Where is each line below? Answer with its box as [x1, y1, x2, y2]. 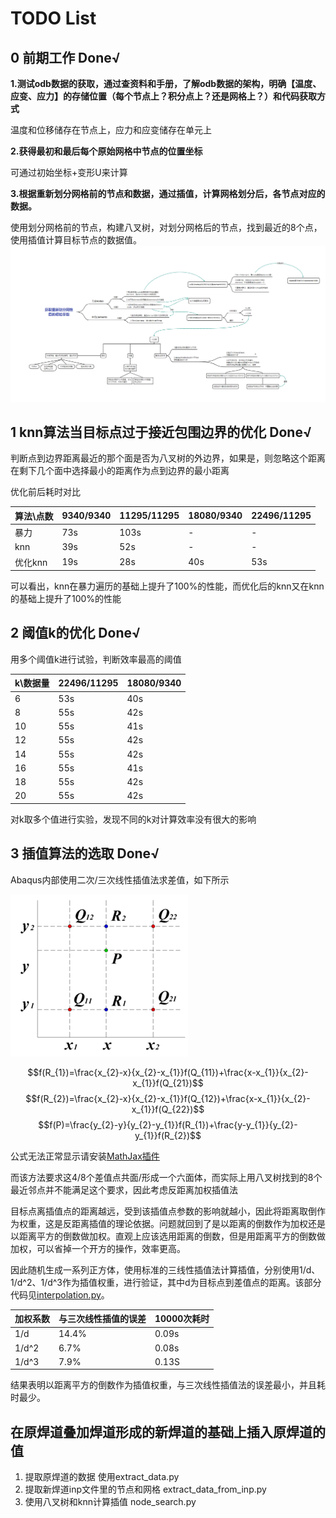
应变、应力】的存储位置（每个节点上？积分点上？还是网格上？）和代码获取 [10, 90, 317, 102]
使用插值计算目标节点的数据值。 [10, 234, 142, 246]
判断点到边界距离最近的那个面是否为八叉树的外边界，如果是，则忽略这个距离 [10, 452, 326, 464]
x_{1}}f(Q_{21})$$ [132, 1077, 204, 1089]
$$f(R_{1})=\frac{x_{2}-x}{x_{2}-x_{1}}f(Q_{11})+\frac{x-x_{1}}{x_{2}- [27, 1066, 309, 1078]
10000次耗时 [154, 1313, 210, 1325]
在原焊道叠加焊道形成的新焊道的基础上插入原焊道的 [10, 1423, 326, 1441]
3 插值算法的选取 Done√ [10, 845, 160, 862]
